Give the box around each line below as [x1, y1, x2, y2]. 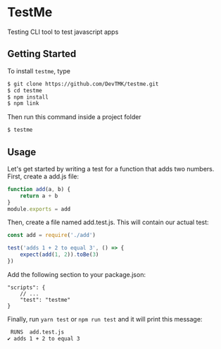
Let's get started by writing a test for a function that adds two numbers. [7, 164, 215, 173]
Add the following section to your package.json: [7, 270, 146, 278]
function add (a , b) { [7, 185, 71, 192]
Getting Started [7, 48, 77, 60]
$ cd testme [7, 87, 42, 94]
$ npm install [7, 93, 49, 101]
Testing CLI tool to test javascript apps [7, 27, 119, 36]
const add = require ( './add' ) [7, 232, 96, 239]
